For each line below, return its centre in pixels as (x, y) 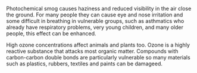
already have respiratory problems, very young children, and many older (95, 27)
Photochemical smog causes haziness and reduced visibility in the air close (99, 9)
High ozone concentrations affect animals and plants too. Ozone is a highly (98, 45)
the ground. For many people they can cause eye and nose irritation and (95, 15)
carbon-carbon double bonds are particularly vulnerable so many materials (98, 57)
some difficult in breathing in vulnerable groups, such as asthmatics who (95, 21)
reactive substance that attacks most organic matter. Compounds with (92, 51)
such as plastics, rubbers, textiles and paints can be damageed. (84, 64)
